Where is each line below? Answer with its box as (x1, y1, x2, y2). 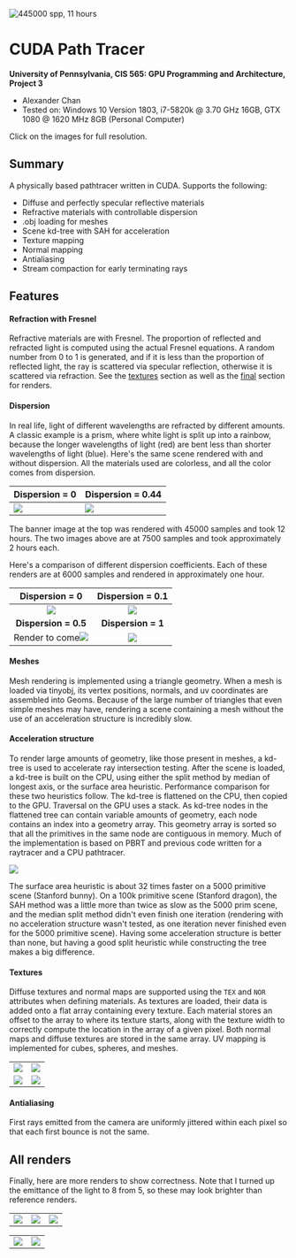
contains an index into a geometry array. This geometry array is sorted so (9, 818, 277, 829)
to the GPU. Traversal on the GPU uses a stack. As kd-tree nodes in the (9, 800, 269, 810)
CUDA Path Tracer (9, 40, 146, 59)
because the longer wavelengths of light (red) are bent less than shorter (9, 439, 271, 449)
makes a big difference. (9, 947, 95, 957)
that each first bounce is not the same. (9, 1126, 150, 1137)
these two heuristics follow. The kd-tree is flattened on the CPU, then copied (9, 790, 288, 801)
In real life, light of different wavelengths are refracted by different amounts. (9, 420, 285, 431)
